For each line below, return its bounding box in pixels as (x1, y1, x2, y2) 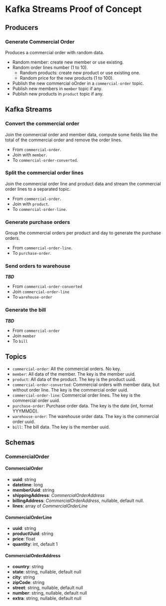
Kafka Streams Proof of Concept (5, 3, 142, 15)
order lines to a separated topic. (5, 186, 71, 192)
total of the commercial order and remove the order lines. (5, 137, 123, 143)
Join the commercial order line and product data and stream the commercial (5, 181, 161, 187)
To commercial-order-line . (12, 206, 67, 212)
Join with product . (12, 201, 50, 207)
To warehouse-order (12, 294, 53, 300)
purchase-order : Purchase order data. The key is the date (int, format (12, 403, 153, 408)
